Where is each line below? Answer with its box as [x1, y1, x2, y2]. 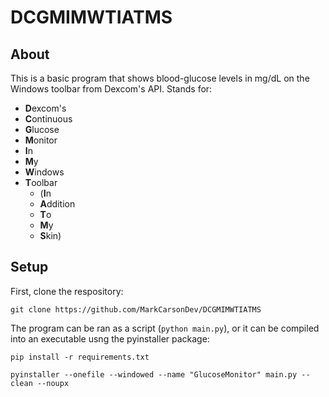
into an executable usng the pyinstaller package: [10, 332, 210, 345]
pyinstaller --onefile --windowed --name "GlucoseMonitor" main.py [10, 369, 298, 380]
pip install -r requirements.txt [10, 352, 150, 362]
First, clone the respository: [10, 285, 124, 297]
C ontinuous [24, 113, 73, 125]
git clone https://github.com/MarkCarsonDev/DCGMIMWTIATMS [10, 304, 262, 315]
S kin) [39, 230, 62, 241]
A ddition [39, 198, 76, 210]
